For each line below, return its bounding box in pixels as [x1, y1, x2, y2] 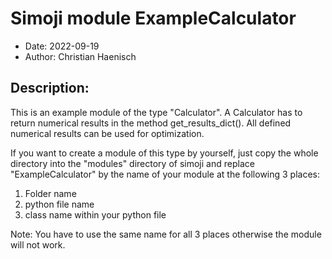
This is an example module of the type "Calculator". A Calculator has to [10, 106, 303, 118]
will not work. [10, 238, 66, 251]
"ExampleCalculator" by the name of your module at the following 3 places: [10, 168, 321, 180]
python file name [24, 198, 95, 210]
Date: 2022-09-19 [24, 40, 100, 52]
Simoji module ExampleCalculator [10, 7, 297, 30]
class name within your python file [24, 208, 167, 221]
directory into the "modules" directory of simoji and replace [10, 157, 255, 169]
